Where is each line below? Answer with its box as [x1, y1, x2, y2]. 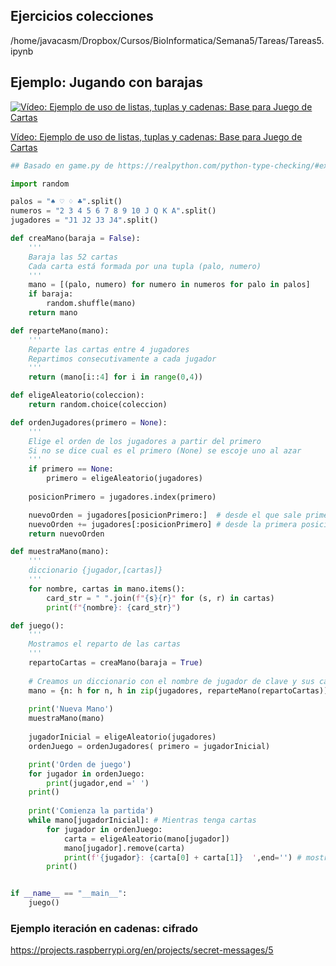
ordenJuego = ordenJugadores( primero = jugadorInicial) [28, 741, 271, 751]
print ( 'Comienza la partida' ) [28, 806, 155, 816]
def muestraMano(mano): [10, 547, 110, 557]
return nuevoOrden [28, 529, 105, 539]
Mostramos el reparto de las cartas [28, 639, 182, 649]
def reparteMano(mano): [10, 325, 110, 336]
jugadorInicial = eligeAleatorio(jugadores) [28, 732, 217, 742]
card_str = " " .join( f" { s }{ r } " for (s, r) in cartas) [46, 593, 275, 603]
